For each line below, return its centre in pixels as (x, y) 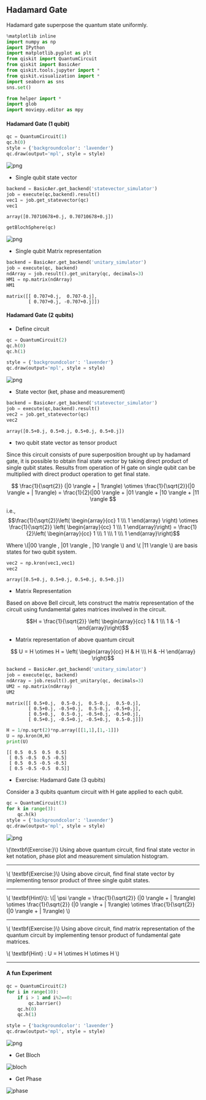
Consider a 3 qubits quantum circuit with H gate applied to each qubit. (95, 792)
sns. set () (19, 87)
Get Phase (28, 1079)
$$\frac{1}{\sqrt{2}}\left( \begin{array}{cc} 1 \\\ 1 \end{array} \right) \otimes (103, 520)
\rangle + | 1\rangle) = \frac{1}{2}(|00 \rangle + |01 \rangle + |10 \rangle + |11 (103, 492)
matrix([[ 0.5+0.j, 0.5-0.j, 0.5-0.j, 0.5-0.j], (74, 703)
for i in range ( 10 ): (33, 992)
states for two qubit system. (42, 552)
